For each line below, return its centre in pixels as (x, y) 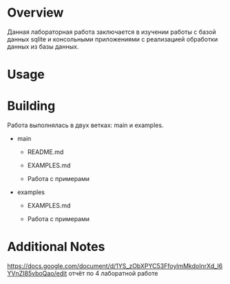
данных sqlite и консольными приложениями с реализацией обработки (113, 39)
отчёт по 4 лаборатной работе (113, 273)
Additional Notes (56, 247)
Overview (35, 13)
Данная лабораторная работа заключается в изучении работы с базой (112, 32)
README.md (45, 152)
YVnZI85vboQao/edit (37, 273)
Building (31, 106)
